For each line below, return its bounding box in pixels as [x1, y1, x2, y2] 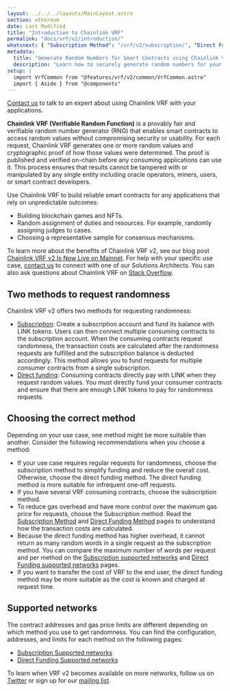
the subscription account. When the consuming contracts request [16, 335, 203, 343]
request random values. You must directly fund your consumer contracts [16, 378, 222, 387]
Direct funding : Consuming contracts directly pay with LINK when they [16, 371, 216, 379]
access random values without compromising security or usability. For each [7, 134, 220, 143]
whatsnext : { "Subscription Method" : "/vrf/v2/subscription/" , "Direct [7, 42, 216, 49]
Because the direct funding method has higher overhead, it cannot [16, 531, 205, 540]
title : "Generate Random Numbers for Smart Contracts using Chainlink [13, 55, 219, 62]
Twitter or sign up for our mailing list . [7, 676, 111, 684]
